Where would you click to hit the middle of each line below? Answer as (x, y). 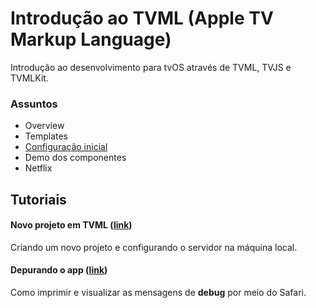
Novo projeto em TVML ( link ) (71, 225)
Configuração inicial (66, 147)
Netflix (38, 168)
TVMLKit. (29, 78)
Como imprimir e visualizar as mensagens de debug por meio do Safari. (158, 293)
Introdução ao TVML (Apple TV (142, 18)
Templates (46, 136)
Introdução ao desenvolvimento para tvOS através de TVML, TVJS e (151, 67)
